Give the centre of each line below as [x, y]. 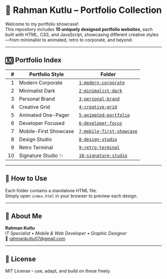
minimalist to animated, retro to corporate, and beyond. [77, 40]
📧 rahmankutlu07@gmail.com [35, 239]
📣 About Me [24, 216]
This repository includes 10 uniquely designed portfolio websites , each [79, 29]
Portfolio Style [46, 74]
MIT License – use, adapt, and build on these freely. [58, 271]
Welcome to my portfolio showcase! [42, 24]
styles [152, 34]
